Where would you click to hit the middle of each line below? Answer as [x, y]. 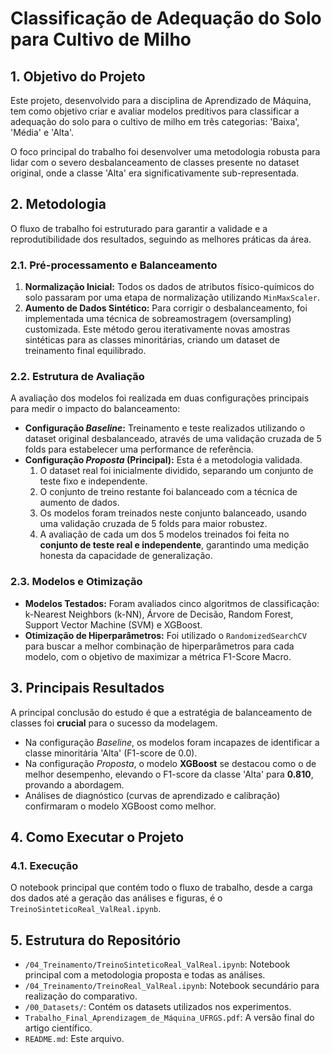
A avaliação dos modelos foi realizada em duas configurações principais [160, 398]
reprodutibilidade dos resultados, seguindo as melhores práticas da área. [161, 239]
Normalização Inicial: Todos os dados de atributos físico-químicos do [169, 287]
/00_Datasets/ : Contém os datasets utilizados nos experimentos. [158, 1007]
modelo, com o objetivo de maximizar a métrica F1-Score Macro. [158, 656]
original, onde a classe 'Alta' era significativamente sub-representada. [155, 173]
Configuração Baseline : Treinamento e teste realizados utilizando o [165, 428]
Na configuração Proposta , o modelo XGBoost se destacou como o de [170, 763]
